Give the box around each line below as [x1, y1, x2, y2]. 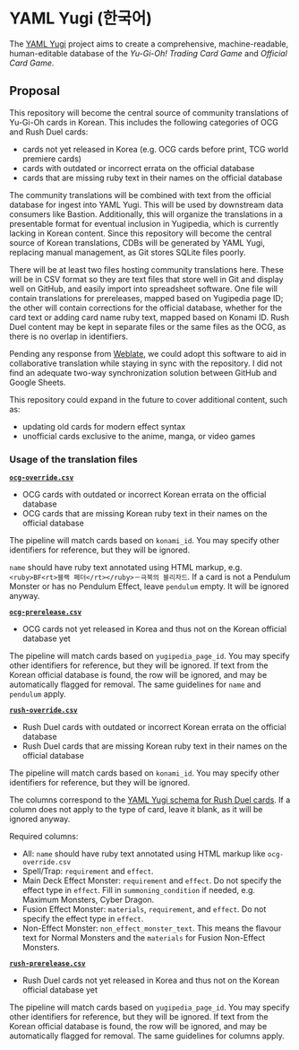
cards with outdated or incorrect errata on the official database [21, 162, 255, 173]
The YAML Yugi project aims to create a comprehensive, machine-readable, [9, 38, 289, 49]
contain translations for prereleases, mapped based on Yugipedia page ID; [9, 292, 284, 303]
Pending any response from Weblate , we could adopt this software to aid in [9, 348, 286, 359]
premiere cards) [21, 153, 82, 164]
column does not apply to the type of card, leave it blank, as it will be [9, 804, 263, 815]
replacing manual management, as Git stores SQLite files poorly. [9, 247, 246, 257]
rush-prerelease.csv [9, 959, 87, 968]
